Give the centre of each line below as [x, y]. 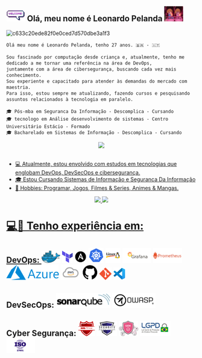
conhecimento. [24, 75]
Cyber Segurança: [41, 333]
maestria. [19, 87]
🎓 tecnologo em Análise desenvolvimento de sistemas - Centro [87, 119]
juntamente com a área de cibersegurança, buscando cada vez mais [91, 69]
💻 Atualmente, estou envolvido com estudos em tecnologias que [96, 164]
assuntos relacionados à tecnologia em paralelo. [70, 99]
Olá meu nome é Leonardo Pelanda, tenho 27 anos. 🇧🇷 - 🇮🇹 [83, 45]
